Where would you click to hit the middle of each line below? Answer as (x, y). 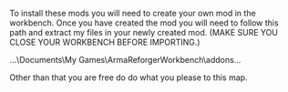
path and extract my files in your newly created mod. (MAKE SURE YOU (144, 32)
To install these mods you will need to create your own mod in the (133, 13)
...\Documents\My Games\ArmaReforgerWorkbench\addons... (125, 60)
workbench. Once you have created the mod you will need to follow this (144, 23)
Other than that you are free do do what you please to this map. (129, 77)
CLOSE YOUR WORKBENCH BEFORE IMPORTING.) (105, 42)
